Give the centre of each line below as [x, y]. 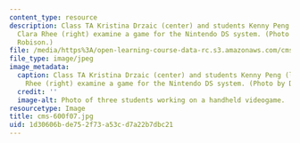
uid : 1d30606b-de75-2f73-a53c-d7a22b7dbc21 [92, 125]
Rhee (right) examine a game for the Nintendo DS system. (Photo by [155, 83]
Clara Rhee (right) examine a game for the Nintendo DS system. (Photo [154, 34]
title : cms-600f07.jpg [51, 116]
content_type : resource [54, 17]
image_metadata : [39, 68]
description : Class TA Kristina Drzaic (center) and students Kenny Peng [150, 26]
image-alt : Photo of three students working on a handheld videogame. [151, 100]
